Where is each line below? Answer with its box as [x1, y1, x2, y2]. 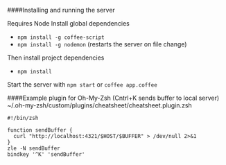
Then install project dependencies [7, 53, 105, 62]
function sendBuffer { [7, 127, 73, 134]
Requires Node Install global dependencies [7, 19, 130, 27]
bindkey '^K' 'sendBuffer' [7, 151, 85, 158]
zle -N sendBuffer [7, 145, 60, 152]
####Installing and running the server [7, 6, 116, 14]
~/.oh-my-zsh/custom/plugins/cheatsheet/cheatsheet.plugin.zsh [7, 101, 192, 110]
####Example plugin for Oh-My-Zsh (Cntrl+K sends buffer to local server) [7, 94, 220, 102]
